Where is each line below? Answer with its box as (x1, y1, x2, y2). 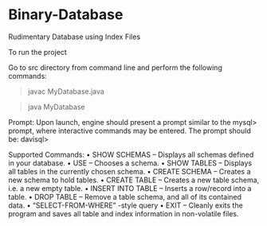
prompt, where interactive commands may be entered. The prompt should (8, 126, 251, 135)
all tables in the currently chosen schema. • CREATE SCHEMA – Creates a (8, 166, 251, 176)
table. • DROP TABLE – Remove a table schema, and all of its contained (8, 192, 241, 201)
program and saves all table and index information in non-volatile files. (8, 208, 239, 218)
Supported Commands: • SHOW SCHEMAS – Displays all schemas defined (8, 150, 254, 159)
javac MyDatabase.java (27, 86, 105, 96)
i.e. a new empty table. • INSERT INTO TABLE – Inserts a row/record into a (8, 183, 252, 193)
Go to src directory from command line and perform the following (8, 62, 223, 72)
